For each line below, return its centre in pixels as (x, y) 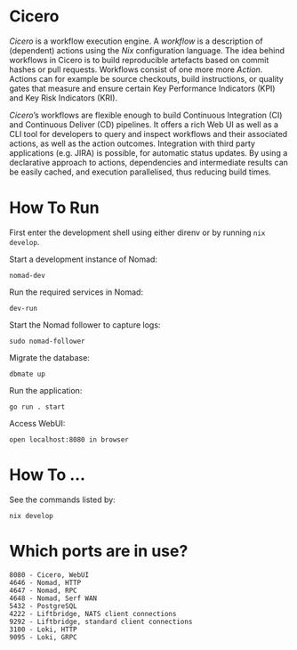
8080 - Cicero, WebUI (49, 575)
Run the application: (46, 390)
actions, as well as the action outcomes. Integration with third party (132, 143)
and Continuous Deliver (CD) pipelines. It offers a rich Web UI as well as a (144, 124)
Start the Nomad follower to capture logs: (85, 325)
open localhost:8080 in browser (69, 439)
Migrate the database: (50, 357)
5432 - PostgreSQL (43, 606)
